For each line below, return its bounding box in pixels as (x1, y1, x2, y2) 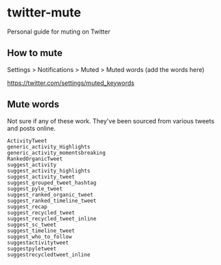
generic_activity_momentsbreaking (7, 149, 106, 156)
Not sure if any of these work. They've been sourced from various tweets (7, 116, 215, 125)
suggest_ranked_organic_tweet (7, 191, 94, 198)
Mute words (7, 99, 60, 110)
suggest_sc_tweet (7, 221, 57, 228)
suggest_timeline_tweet (7, 227, 75, 234)
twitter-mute (7, 5, 81, 21)
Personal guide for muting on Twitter (7, 27, 111, 36)
